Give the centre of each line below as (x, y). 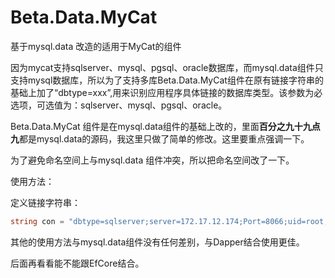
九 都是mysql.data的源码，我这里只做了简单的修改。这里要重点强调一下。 (160, 138)
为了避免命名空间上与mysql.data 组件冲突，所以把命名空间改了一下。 (152, 160)
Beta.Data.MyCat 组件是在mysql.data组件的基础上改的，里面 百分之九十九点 (165, 126)
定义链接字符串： (45, 202)
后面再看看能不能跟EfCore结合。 (77, 263)
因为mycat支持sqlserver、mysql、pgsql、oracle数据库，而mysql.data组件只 (167, 67)
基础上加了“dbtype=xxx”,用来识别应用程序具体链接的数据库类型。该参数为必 (166, 92)
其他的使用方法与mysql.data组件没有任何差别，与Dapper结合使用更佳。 (157, 242)
